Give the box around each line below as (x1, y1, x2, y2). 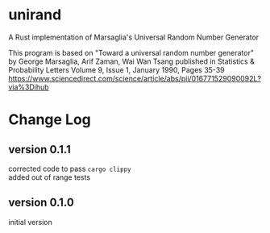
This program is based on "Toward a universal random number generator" (8, 48, 254, 57)
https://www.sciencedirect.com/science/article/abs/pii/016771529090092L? (8, 73, 262, 83)
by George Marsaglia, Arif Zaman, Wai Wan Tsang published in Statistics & (8, 56, 255, 66)
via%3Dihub (8, 82, 50, 92)
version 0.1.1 (8, 143, 71, 156)
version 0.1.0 (8, 196, 74, 210)
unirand (8, 6, 62, 24)
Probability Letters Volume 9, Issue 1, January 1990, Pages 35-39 (8, 64, 225, 74)
